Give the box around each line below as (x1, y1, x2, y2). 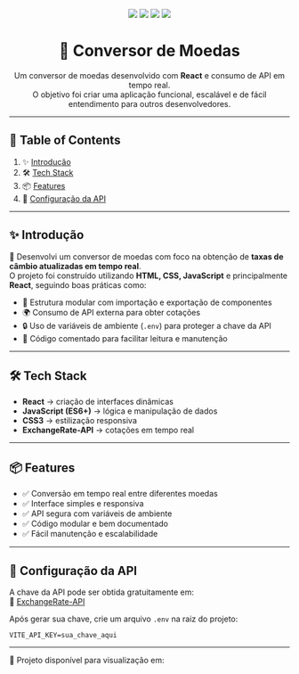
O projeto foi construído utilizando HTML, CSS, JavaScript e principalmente (9, 270, 288, 281)
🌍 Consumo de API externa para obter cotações (21, 307, 201, 317)
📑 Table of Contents (9, 133, 121, 148)
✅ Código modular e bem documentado (21, 518, 169, 530)
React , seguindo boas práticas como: (9, 279, 147, 290)
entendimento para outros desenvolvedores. (68, 98, 231, 109)
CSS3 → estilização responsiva (21, 415, 138, 426)
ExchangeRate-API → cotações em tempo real (21, 424, 194, 436)
